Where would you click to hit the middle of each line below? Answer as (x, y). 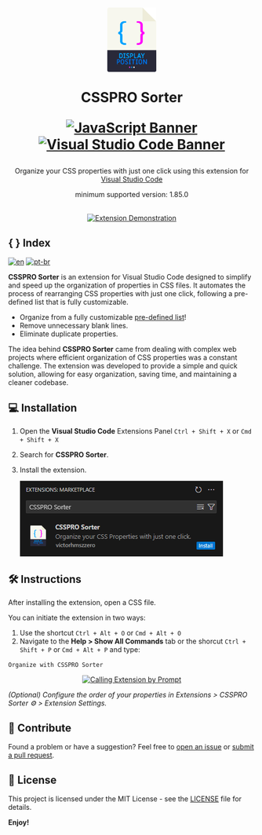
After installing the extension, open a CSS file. (82, 602)
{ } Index (29, 243)
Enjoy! (19, 822)
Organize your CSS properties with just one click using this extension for (132, 171)
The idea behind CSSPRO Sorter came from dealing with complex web (122, 349)
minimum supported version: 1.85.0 (132, 195)
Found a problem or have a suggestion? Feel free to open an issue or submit (131, 747)
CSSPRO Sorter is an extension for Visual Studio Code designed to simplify (130, 277)
